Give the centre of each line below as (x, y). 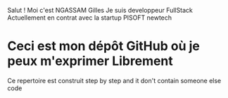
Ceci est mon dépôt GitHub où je (104, 46)
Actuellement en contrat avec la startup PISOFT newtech (90, 18)
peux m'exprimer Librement (90, 61)
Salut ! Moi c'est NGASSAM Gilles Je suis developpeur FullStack (100, 10)
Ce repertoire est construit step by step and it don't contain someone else (114, 80)
